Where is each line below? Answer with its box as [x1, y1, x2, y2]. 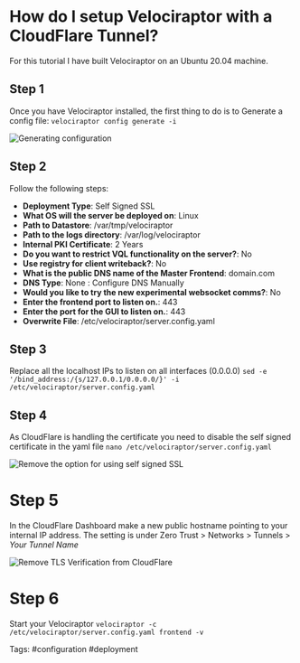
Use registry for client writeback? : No [22, 257, 167, 268]
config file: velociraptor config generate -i [9, 115, 177, 126]
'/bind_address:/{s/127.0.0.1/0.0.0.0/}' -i [9, 375, 180, 385]
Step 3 [9, 341, 47, 357]
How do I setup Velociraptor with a [9, 6, 273, 27]
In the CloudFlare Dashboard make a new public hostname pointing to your [9, 520, 288, 531]
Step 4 [9, 407, 48, 423]
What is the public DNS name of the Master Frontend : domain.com [22, 267, 276, 278]
